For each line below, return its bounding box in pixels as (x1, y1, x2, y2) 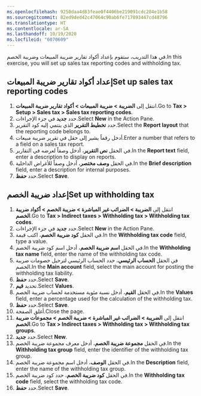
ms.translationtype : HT (7, 20, 66, 26)
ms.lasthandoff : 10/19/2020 (7, 31, 77, 37)
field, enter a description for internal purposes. (15, 166, 131, 173)
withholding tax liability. (15, 269, 74, 277)
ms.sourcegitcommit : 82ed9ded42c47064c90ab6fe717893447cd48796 (7, 14, 168, 20)
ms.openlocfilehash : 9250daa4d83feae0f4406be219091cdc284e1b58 (7, 8, 168, 15)
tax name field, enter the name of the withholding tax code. (15, 250, 163, 257)
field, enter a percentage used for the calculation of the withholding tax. (15, 295, 193, 302)
